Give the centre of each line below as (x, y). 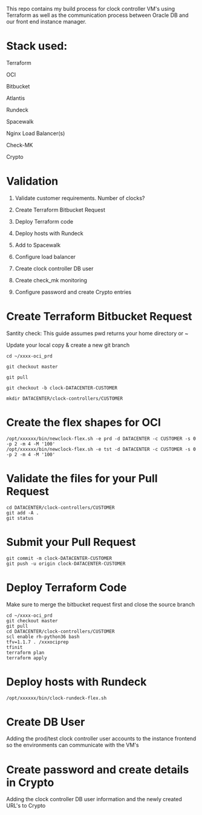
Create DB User (46, 722)
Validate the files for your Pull (82, 478)
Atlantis (16, 98)
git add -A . (23, 513)
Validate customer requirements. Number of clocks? (80, 198)
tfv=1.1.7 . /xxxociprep (37, 642)
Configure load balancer (45, 256)
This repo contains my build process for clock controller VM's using (91, 9)
